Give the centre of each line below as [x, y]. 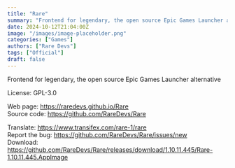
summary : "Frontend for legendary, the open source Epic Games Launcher [115, 20]
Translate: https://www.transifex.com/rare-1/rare [77, 127]
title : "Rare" [28, 14]
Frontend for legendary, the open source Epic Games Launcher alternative [114, 79]
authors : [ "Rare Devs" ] [42, 46]
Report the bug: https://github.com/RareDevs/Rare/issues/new [97, 134]
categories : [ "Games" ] [40, 40]
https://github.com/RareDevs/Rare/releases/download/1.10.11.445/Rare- [110, 149]
